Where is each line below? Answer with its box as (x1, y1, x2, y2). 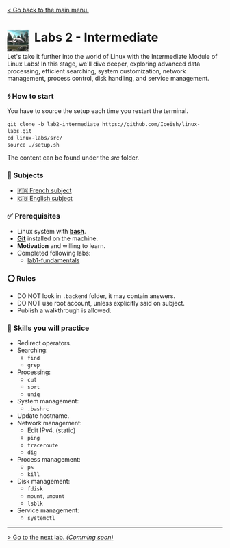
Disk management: (16, 477, 71, 486)
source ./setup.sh (7, 142, 60, 149)
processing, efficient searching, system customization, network (7, 66, 186, 75)
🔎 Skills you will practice (7, 323, 90, 333)
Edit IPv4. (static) (27, 426, 76, 434)
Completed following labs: (16, 249, 91, 257)
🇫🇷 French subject (16, 186, 72, 195)
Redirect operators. (16, 339, 72, 347)
